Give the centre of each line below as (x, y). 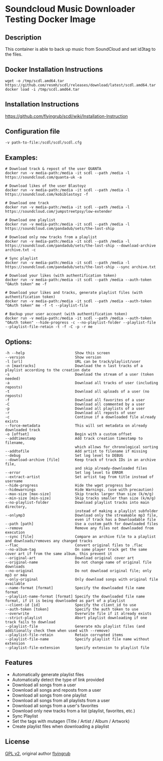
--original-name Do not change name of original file (78, 562)
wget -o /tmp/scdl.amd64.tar (35, 81)
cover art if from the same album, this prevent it (59, 554)
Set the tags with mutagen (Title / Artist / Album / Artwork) (71, 721)
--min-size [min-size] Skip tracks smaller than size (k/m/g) (81, 498)
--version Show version (53, 357)
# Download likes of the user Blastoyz (46, 186)
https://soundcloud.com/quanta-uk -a (43, 177)
